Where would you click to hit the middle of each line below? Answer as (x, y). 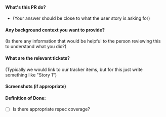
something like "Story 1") (31, 75)
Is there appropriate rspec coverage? (51, 109)
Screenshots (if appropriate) (36, 87)
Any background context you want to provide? (55, 30)
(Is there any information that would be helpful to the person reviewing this (83, 41)
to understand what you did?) (36, 47)
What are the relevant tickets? (37, 58)
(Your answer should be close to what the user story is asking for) (81, 18)
